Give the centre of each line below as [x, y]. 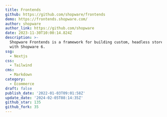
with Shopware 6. [28, 47]
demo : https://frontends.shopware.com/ [46, 19]
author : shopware [23, 24]
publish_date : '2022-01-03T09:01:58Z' [45, 93]
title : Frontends [23, 10]
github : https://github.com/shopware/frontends [55, 14]
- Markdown [21, 75]
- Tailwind [21, 65]
